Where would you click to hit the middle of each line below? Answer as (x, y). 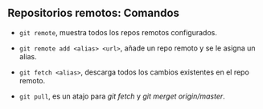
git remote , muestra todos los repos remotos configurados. (118, 32)
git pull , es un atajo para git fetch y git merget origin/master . (122, 96)
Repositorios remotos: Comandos (94, 13)
